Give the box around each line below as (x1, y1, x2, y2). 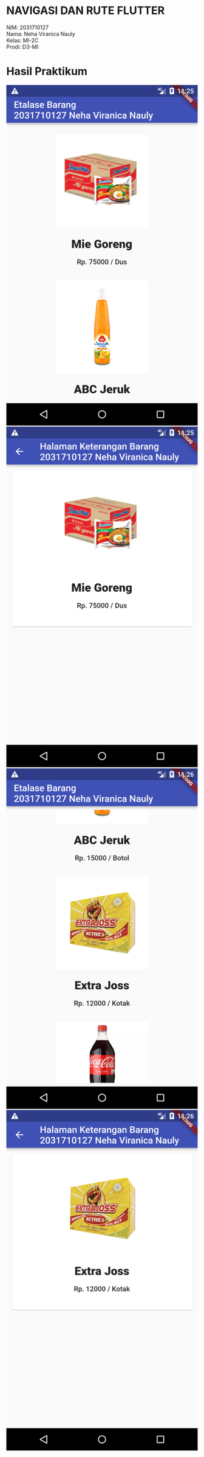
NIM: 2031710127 (6, 24, 49, 31)
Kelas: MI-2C (6, 36, 39, 44)
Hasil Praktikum (6, 64, 88, 78)
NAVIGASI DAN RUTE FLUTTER (6, 4, 165, 18)
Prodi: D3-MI (6, 43, 38, 50)
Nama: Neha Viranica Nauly (6, 30, 76, 37)
